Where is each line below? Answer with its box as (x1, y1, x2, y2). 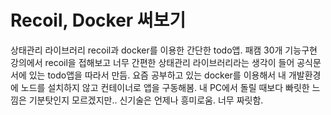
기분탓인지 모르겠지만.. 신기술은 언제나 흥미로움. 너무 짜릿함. (28, 94, 264, 106)
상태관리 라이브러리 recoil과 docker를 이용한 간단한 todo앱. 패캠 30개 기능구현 (10, 44, 318, 56)
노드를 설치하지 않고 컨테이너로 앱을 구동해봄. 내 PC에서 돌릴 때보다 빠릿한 (20, 81, 310, 93)
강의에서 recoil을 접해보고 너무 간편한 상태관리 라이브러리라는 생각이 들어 (10, 56, 295, 68)
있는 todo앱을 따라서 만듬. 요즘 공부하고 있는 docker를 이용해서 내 (28, 69, 287, 81)
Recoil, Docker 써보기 (10, 9, 187, 32)
